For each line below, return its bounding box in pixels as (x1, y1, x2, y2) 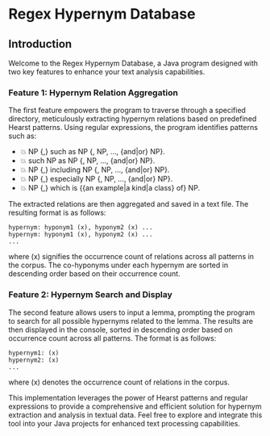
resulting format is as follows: (8, 208, 106, 218)
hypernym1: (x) (8, 349, 60, 357)
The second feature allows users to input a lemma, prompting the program (8, 308, 255, 317)
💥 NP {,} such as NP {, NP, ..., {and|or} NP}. (19, 147, 165, 157)
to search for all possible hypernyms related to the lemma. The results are (8, 316, 254, 325)
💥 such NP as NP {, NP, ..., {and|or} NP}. (19, 156, 156, 166)
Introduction (8, 37, 73, 51)
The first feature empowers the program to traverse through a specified (8, 106, 246, 115)
